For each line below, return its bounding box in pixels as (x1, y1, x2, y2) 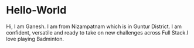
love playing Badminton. (6, 35, 64, 42)
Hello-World (6, 4, 67, 17)
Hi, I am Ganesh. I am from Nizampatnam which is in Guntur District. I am (6, 23, 182, 30)
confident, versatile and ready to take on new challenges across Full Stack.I (6, 29, 189, 36)
